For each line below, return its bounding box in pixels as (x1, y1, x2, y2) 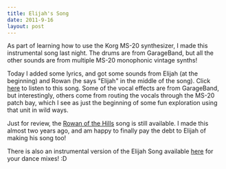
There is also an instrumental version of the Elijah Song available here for (7, 147, 214, 155)
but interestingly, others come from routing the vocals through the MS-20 (7, 91, 215, 100)
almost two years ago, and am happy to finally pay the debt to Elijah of (7, 126, 206, 135)
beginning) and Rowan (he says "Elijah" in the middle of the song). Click (7, 77, 211, 85)
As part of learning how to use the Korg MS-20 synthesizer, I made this (7, 42, 208, 50)
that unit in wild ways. (7, 106, 69, 114)
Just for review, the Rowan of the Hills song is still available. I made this (7, 120, 209, 128)
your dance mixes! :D (7, 155, 67, 163)
